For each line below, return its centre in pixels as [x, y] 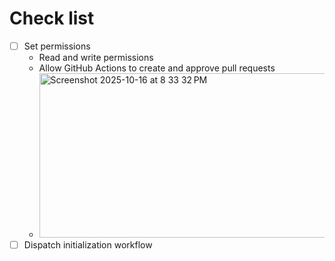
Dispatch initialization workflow [88, 245]
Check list [52, 18]
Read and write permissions [96, 57]
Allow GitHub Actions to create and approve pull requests [157, 68]
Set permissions [57, 46]
